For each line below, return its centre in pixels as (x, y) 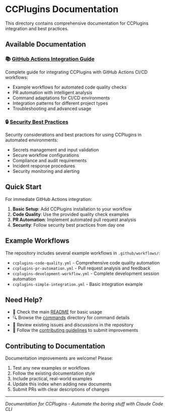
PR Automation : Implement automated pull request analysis (74, 220)
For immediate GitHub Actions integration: (49, 199)
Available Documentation (46, 45)
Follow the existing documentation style (54, 373)
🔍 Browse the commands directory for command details (71, 318)
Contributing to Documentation (55, 346)
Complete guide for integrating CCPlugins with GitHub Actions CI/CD (76, 72)
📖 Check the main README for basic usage (57, 312)
